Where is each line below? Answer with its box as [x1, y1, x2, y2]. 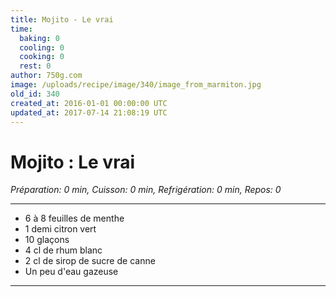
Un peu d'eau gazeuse [24, 266, 119, 278]
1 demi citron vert [24, 223, 97, 235]
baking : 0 [19, 33, 60, 43]
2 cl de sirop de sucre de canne [24, 255, 156, 267]
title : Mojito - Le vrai [10, 14, 114, 25]
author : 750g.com [10, 71, 83, 81]
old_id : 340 [10, 89, 60, 99]
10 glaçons [24, 234, 70, 246]
